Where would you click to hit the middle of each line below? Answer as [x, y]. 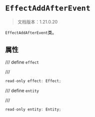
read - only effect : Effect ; [33, 81]
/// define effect [22, 62]
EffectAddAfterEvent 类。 [31, 32]
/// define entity [22, 90]
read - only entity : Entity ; [33, 109]
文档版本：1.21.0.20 [37, 21]
